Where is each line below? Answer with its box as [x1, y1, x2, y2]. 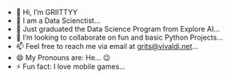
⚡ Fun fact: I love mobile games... [15, 62, 125, 71]
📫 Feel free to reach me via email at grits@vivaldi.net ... [15, 42, 198, 51]
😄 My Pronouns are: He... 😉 [15, 53, 110, 62]
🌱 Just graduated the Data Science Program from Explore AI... [15, 24, 221, 33]
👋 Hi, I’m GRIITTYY [15, 8, 78, 17]
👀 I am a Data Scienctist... [15, 16, 101, 25]
